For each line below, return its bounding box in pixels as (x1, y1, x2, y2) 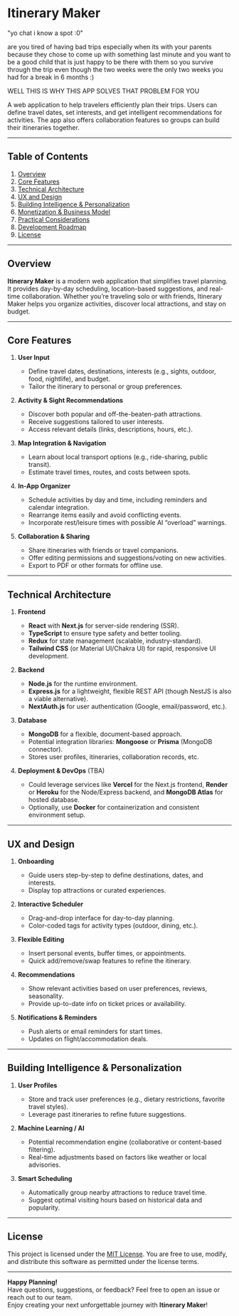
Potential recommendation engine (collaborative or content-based (28, 1137, 222, 1146)
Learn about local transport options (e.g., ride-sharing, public (28, 453, 208, 461)
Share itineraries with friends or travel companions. (28, 546, 179, 555)
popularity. (28, 1203, 60, 1212)
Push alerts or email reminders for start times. (28, 1027, 163, 1035)
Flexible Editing (17, 935, 65, 943)
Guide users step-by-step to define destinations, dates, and (28, 871, 204, 879)
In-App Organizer (17, 482, 71, 491)
